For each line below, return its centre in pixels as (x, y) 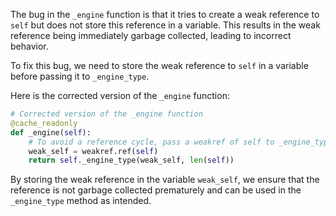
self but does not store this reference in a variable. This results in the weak (165, 25)
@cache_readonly (44, 123)
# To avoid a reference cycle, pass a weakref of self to (151, 142)
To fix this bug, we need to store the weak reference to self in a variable (159, 65)
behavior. (29, 46)
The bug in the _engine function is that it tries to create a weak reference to (165, 14)
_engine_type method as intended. (81, 201)
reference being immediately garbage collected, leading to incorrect (151, 35)
